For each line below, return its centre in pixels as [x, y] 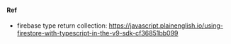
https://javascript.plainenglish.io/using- [166, 26]
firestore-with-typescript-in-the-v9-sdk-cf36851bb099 [97, 33]
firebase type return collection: [62, 26]
